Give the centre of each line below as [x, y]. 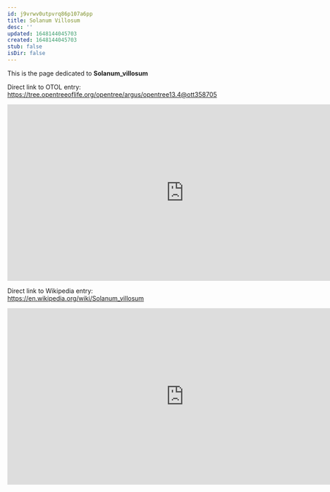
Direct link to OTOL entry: [44, 87]
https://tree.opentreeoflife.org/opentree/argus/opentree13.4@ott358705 [112, 94]
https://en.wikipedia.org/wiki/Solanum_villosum [76, 298]
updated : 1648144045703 [42, 34]
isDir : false [26, 54]
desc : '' [20, 27]
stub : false [25, 47]
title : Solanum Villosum [44, 20]
